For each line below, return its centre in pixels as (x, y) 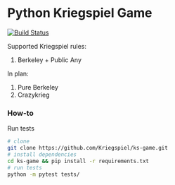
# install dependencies (42, 154)
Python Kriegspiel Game (80, 13)
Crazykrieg (34, 95)
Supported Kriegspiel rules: (47, 46)
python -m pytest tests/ (44, 174)
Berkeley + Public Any (50, 60)
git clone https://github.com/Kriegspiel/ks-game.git (88, 148)
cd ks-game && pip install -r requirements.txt (78, 161)
